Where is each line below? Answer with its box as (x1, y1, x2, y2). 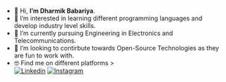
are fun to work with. (13, 51, 74, 60)
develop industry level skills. (13, 22, 96, 29)
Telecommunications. (13, 36, 77, 45)
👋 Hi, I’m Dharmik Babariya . (13, 7, 95, 15)
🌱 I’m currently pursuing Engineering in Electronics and (13, 29, 173, 37)
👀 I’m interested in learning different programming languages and (13, 14, 203, 22)
